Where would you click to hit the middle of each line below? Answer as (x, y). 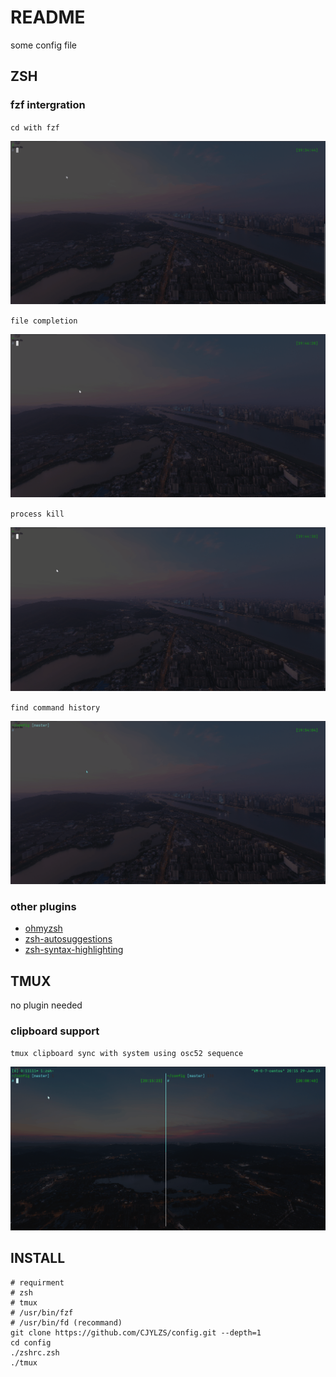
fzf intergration (48, 105)
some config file (44, 45)
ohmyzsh (43, 928)
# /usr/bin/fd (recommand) (66, 1322)
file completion (44, 321)
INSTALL (38, 1258)
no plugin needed (46, 1005)
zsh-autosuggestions (68, 939)
